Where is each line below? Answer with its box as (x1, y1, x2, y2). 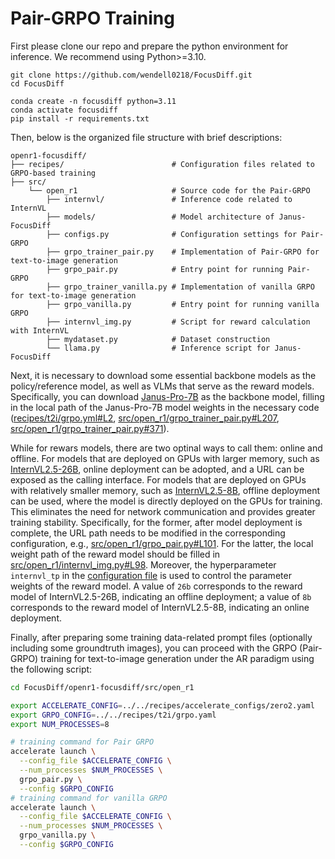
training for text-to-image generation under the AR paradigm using (40, 652, 315, 664)
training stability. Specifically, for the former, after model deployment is (10, 516, 303, 528)
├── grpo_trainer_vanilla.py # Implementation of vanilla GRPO (46, 282, 315, 292)
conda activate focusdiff (10, 105, 118, 115)
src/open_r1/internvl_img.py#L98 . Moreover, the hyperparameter (10, 558, 277, 571)
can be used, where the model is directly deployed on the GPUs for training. (10, 495, 323, 507)
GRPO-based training (10, 168, 97, 178)
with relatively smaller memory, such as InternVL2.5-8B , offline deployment (10, 484, 321, 496)
